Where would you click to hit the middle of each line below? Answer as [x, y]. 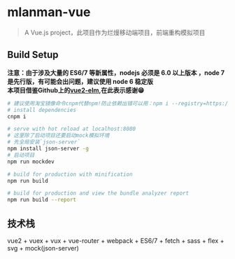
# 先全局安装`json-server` [44, 142]
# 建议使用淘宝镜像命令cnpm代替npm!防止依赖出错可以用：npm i [88, 103]
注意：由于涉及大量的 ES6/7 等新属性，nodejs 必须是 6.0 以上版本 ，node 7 [116, 72]
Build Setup [33, 55]
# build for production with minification [70, 174]
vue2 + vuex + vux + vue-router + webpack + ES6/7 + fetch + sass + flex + [116, 240]
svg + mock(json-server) [43, 248]
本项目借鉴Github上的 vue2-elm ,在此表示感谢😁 [76, 90]
